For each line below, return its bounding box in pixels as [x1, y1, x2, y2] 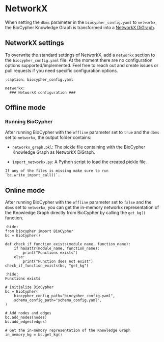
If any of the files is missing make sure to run [5, 169, 109, 173]
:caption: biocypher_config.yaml [5, 77, 74, 82]
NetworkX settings [5, 39, 64, 47]
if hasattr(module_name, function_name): [14, 246, 100, 251]
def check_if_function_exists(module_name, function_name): [5, 242, 131, 247]
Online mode [5, 186, 45, 195]
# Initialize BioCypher [5, 285, 54, 290]
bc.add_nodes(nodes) [5, 315, 48, 320]
